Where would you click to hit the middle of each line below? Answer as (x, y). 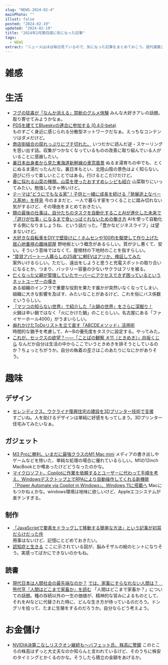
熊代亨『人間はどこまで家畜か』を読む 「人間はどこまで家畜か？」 (81, 590)
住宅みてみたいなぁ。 (34, 424)
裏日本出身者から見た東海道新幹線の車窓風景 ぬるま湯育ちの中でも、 (83, 162)
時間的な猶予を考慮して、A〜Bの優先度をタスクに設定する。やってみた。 (87, 331)
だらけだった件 (28, 534)
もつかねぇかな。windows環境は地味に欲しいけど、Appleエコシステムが (86, 491)
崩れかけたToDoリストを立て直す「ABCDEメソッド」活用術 (73, 325)
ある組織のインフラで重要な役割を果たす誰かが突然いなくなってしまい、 (87, 287)
